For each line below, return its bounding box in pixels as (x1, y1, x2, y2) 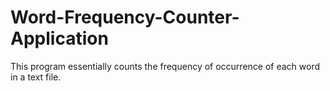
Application (10, 27, 109, 50)
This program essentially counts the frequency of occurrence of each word (10, 60, 321, 72)
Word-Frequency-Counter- (10, 6, 240, 29)
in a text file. (10, 71, 62, 83)
